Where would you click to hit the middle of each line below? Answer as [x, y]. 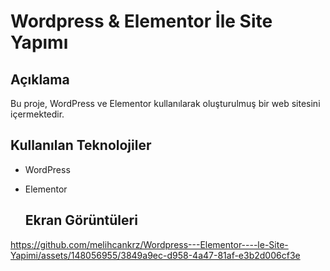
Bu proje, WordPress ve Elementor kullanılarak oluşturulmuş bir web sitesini [165, 103]
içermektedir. [37, 114]
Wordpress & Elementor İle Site [141, 21]
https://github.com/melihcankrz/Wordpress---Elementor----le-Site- [149, 244]
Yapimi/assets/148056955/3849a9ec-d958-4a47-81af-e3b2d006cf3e [155, 255]
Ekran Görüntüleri [81, 220]
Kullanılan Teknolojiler [81, 145]
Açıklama [40, 79]
